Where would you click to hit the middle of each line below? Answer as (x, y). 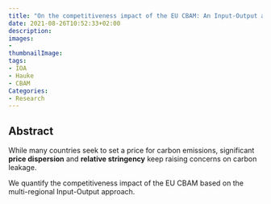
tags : (17, 61)
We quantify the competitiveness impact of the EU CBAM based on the (126, 183)
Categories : (28, 91)
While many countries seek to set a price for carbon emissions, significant (131, 151)
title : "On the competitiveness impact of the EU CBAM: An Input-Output (133, 16)
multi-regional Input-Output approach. (72, 192)
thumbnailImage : (35, 53)
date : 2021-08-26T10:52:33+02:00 (65, 23)
